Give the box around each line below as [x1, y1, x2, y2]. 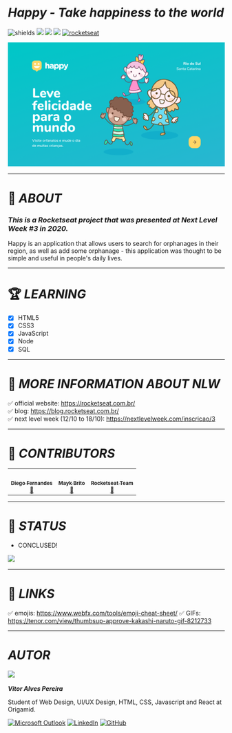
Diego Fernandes [10, 480, 53, 487]
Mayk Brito [58, 480, 85, 487]
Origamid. [8, 705, 36, 713]
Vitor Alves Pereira [8, 684, 63, 692]
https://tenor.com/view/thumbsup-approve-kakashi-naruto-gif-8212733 [8, 616, 212, 625]
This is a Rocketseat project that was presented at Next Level [8, 215, 218, 225]
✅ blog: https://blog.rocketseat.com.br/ [8, 406, 119, 415]
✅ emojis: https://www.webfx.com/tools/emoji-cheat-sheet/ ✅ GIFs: [8, 609, 201, 617]
